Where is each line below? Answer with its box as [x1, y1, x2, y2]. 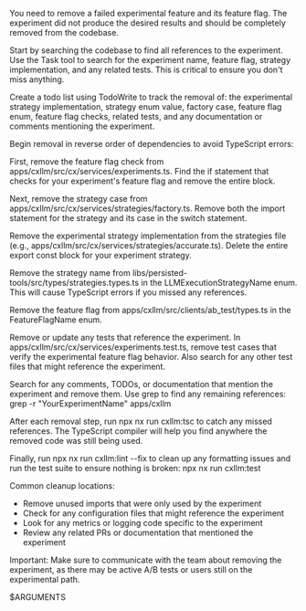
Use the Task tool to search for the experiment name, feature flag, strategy [9, 55, 291, 65]
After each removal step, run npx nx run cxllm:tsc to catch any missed [9, 416, 272, 427]
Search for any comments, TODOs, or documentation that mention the [9, 379, 274, 389]
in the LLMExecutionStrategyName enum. [141, 278, 298, 288]
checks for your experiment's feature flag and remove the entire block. [9, 175, 276, 186]
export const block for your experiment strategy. [9, 250, 192, 260]
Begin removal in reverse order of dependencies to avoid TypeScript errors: [9, 139, 294, 149]
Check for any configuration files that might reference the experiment [22, 508, 285, 519]
